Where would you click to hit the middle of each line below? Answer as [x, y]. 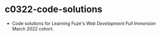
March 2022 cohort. [33, 28]
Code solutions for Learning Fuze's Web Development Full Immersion [84, 23]
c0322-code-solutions [53, 9]
